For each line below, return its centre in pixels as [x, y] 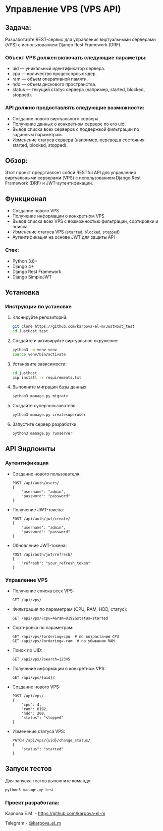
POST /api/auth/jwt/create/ [41, 519]
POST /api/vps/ [28, 696]
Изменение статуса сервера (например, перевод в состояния [78, 140]
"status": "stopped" [43, 718]
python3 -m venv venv [35, 350]
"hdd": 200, [34, 714]
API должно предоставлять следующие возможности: [75, 108]
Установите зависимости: [39, 364]
